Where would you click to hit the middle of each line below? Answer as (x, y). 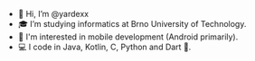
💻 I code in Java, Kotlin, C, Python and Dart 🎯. (104, 47)
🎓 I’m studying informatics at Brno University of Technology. (132, 24)
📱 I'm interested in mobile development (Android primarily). (128, 37)
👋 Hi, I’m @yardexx (53, 14)
